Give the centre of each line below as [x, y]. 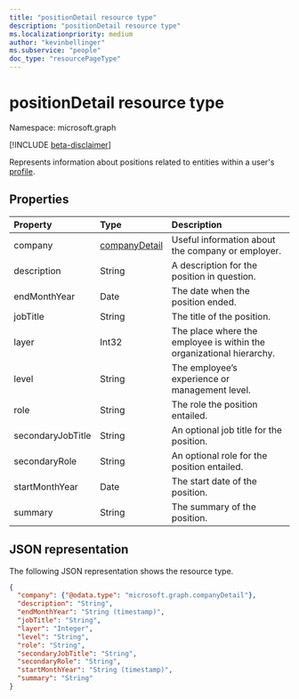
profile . [22, 171]
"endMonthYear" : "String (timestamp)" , [91, 612]
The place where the [214, 330]
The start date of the [214, 481]
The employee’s [204, 368]
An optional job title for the [227, 430]
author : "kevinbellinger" [57, 42]
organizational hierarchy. [223, 353]
